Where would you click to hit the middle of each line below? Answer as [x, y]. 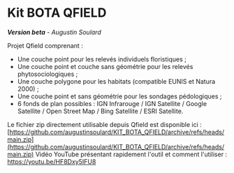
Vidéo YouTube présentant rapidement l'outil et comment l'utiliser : [131, 154]
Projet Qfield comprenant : [45, 45]
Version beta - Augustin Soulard [54, 32]
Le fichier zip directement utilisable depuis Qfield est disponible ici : [105, 124]
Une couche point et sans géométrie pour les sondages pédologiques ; [119, 96]
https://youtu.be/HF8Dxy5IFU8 [52, 161]
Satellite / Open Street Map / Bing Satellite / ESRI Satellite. [100, 111]
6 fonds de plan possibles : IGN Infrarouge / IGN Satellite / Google [112, 103]
